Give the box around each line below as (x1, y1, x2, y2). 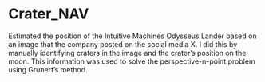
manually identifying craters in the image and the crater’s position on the (8, 48, 247, 57)
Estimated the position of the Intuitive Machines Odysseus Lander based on (8, 31, 257, 41)
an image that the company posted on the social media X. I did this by (8, 39, 238, 49)
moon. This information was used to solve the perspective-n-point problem (8, 57, 255, 66)
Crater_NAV (8, 5, 89, 23)
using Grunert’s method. (8, 64, 88, 74)
